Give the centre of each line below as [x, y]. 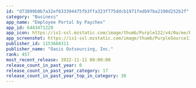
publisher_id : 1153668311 [37, 44]
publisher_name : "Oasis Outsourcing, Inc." [60, 49]
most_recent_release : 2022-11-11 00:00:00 [58, 60]
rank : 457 [18, 54]
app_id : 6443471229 [30, 27]
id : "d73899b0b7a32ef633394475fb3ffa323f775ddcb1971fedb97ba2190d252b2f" [98, 11]
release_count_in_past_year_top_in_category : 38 [66, 76]
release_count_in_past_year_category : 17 [57, 71]
